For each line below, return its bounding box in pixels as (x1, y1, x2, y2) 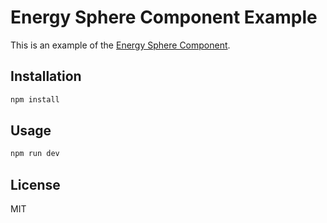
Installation (10, 68, 82, 85)
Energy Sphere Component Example (10, 6, 318, 29)
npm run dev (10, 149, 60, 159)
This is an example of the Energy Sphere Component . (10, 39, 231, 51)
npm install (10, 94, 60, 105)
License (10, 176, 61, 193)
